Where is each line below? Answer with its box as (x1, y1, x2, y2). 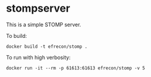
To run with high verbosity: (6, 54, 71, 61)
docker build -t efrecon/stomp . (6, 43, 88, 50)
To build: (6, 32, 28, 39)
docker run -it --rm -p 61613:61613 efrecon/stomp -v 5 (6, 65, 145, 71)
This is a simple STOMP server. (6, 21, 81, 28)
